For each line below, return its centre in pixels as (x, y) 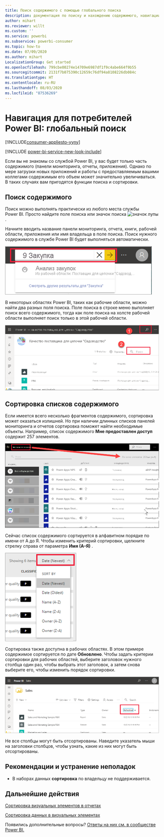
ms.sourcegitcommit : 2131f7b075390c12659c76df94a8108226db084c (71, 73)
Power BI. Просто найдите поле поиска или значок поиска (66, 214)
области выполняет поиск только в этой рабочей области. (66, 318)
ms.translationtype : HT (29, 78)
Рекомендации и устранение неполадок (70, 767)
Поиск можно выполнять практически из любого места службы (72, 209)
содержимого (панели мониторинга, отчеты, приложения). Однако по (78, 166)
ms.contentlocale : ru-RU (30, 83)
